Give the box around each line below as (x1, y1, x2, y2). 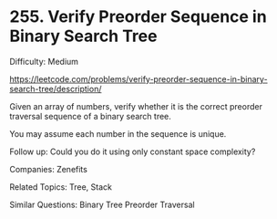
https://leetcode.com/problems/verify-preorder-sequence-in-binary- (9, 73, 268, 84)
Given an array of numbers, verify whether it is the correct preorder (9, 100, 262, 111)
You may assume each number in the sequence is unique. (9, 128, 227, 139)
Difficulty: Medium (9, 56, 79, 67)
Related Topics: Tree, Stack (9, 181, 112, 193)
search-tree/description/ (9, 83, 102, 94)
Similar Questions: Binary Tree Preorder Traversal (9, 199, 195, 210)
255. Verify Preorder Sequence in (9, 6, 267, 27)
